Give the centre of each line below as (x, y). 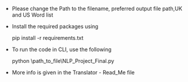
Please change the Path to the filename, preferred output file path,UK (97, 9)
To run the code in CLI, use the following (61, 49)
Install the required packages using (55, 26)
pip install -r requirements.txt (47, 38)
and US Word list (33, 15)
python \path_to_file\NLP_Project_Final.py (63, 61)
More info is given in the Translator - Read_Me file (73, 72)
